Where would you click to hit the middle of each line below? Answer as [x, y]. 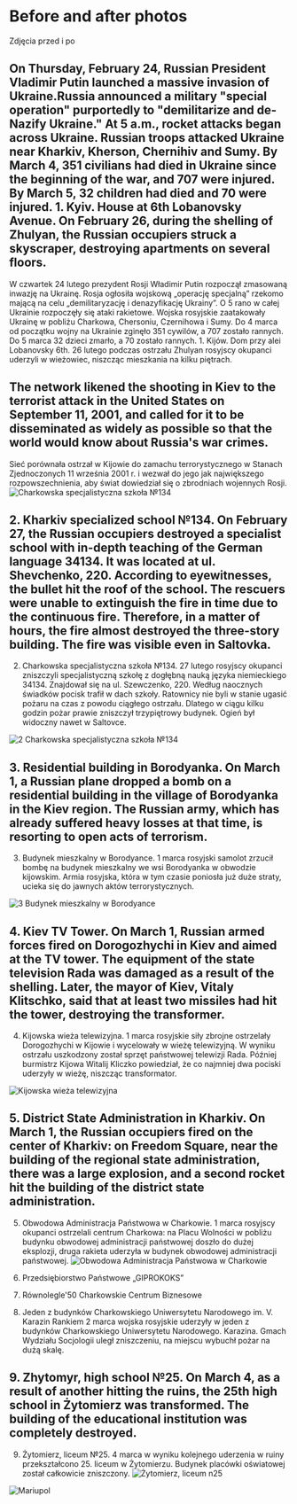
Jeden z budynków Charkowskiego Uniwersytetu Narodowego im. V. [147, 1312]
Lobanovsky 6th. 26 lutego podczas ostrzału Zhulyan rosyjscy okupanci [141, 350]
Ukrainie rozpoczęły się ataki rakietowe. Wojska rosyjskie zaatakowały [137, 312]
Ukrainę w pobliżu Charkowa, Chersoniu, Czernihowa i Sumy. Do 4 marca [144, 322]
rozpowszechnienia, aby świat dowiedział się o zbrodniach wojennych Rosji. [148, 483]
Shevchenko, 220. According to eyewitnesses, [141, 575]
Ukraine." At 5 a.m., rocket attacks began [165, 125]
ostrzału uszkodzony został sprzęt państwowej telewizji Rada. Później [149, 1055]
